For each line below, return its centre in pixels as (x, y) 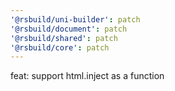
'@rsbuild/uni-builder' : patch (75, 19)
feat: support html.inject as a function (87, 76)
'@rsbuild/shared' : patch (64, 38)
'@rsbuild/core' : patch (60, 47)
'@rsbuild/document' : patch (69, 29)
